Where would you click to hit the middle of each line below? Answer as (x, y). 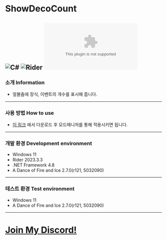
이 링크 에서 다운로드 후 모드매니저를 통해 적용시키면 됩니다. (70, 125)
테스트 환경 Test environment (40, 189)
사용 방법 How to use (30, 113)
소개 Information (25, 82)
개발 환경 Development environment (49, 144)
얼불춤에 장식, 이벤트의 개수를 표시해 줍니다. (55, 94)
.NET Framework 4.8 (33, 165)
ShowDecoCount (41, 9)
